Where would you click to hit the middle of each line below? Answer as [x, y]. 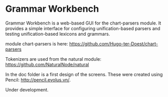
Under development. [27, 89]
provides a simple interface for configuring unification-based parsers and [83, 28]
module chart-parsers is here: [37, 43]
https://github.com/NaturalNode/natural [47, 64]
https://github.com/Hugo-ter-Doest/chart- [113, 43]
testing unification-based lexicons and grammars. [58, 34]
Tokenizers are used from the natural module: [53, 59]
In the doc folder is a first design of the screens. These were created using [84, 74]
